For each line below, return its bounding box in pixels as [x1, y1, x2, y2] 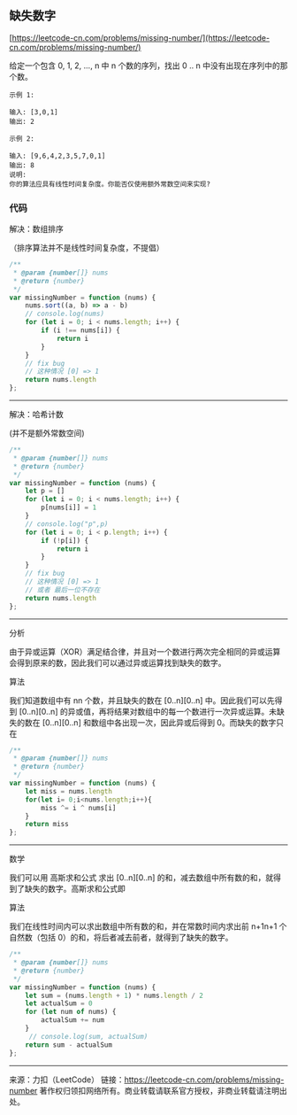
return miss [25, 820, 69, 829]
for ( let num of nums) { [25, 1008, 117, 1017]
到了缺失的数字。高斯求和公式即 [9, 884, 126, 894]
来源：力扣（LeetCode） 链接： [9, 1074, 126, 1085]
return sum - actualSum [25, 1040, 113, 1049]
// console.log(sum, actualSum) [28, 1032, 148, 1041]
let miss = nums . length [25, 786, 113, 795]
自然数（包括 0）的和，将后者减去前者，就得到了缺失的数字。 [9, 933, 233, 943]
